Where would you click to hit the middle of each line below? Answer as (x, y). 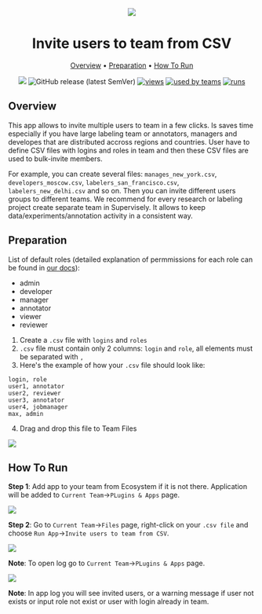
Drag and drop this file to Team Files (78, 428)
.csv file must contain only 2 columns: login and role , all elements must (136, 348)
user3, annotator (36, 400)
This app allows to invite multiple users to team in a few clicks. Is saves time (131, 125)
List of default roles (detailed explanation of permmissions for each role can (131, 259)
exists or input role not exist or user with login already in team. (109, 601)
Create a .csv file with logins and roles (83, 340)
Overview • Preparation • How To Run (132, 65)
